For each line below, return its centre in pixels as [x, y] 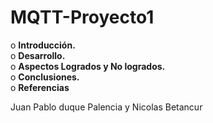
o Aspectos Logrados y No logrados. [88, 66]
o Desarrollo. [38, 55]
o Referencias [40, 87]
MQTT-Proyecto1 [82, 17]
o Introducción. [43, 45]
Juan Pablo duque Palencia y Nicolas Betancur [106, 107]
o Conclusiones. [45, 77]
